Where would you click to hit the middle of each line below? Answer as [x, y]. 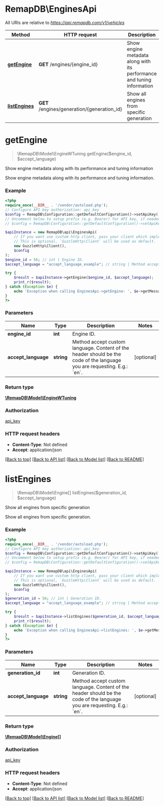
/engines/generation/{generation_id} [81, 109]
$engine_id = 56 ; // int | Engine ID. [44, 260]
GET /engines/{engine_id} [68, 64]
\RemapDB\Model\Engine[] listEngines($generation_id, [72, 492]
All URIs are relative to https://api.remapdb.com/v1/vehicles [65, 23]
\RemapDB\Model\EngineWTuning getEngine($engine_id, [75, 153]
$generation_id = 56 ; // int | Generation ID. [53, 599]
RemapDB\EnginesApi [51, 9]
